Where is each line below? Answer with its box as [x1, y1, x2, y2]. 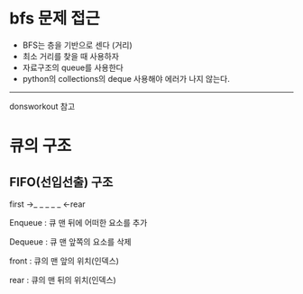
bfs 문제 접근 [9, 8, 101, 29]
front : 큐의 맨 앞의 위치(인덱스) [9, 255, 120, 266]
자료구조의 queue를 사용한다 [22, 62, 124, 73]
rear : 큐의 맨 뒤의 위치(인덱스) [9, 274, 117, 285]
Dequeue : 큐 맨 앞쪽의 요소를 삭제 [9, 236, 133, 247]
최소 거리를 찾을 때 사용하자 [22, 50, 120, 61]
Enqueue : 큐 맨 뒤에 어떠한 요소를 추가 [9, 217, 148, 227]
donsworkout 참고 [9, 101, 76, 111]
